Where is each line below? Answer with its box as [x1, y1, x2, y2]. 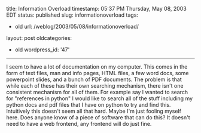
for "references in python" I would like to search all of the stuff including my [6, 95, 193, 102]
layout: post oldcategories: [6, 35, 72, 41]
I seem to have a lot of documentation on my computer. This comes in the [6, 63, 188, 70]
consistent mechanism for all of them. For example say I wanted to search [6, 89, 188, 95]
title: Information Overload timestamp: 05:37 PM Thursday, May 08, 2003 [6, 5, 187, 12]
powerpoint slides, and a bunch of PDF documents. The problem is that [6, 76, 182, 83]
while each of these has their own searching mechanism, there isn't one [6, 82, 184, 89]
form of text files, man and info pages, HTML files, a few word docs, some [6, 70, 189, 76]
